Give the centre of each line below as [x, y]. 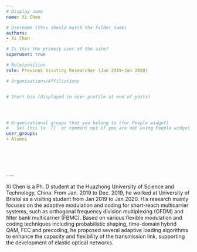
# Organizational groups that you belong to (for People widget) [87, 123]
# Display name [25, 11]
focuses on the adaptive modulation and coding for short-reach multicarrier [97, 205]
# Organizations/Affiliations [43, 81]
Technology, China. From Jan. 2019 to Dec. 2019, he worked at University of [98, 193]
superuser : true [26, 55]
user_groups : [22, 134]
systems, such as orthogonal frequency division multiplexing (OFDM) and [95, 211]
